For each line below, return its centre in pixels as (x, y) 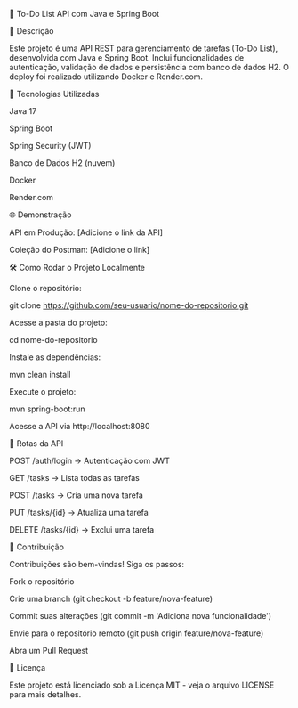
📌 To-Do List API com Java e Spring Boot (85, 14)
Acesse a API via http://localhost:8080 (80, 426)
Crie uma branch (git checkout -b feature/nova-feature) (111, 598)
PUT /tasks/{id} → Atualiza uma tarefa (79, 513)
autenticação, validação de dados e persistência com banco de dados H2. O (149, 67)
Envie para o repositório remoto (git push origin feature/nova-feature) (137, 633)
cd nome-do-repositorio (53, 340)
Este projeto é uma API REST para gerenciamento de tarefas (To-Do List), (144, 48)
